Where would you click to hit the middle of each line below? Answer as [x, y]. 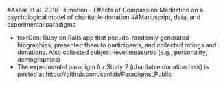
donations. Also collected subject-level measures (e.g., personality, [112, 52]
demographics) [38, 60]
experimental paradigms [42, 24]
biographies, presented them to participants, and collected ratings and [117, 45]
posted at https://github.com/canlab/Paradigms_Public [94, 74]
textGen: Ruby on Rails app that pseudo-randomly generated [103, 38]
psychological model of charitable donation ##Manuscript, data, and [104, 17]
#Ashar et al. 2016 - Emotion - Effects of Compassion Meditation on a [105, 10]
